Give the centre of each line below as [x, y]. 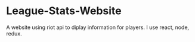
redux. [14, 33]
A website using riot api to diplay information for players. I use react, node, [98, 27]
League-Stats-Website [64, 11]
